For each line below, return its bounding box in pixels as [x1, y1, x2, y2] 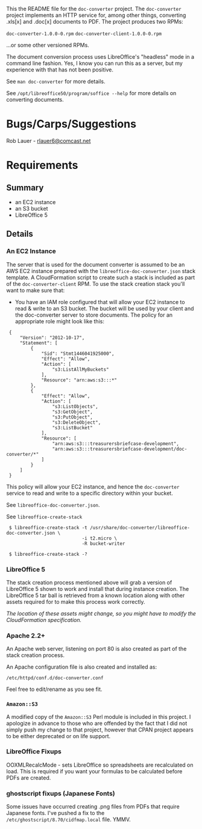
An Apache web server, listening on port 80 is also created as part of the [6, 645, 187, 653]
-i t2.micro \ [81, 535, 118, 541]
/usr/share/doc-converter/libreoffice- [89, 524, 190, 530]
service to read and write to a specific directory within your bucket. [6, 489, 173, 497]
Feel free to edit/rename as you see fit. [6, 685, 103, 693]
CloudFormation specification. [6, 616, 82, 623]
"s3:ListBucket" [52, 424, 93, 431]
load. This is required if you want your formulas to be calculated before [6, 767, 183, 775]
